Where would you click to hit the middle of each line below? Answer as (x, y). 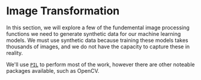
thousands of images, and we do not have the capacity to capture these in (98, 47)
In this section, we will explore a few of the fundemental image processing (98, 27)
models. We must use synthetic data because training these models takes (97, 40)
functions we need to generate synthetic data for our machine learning (94, 33)
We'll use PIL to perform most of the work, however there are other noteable (100, 64)
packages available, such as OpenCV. (53, 70)
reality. (15, 53)
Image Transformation (63, 11)
